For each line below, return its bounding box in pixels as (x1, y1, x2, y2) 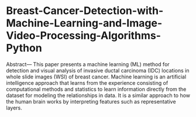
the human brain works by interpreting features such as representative (6, 98, 177, 105)
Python (6, 42, 42, 55)
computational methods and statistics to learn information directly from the (6, 85, 187, 92)
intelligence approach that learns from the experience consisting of (6, 79, 169, 86)
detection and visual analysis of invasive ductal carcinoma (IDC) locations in (6, 67, 190, 74)
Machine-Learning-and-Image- (6, 16, 163, 30)
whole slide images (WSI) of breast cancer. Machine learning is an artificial (6, 73, 187, 80)
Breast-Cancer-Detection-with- (6, 4, 164, 18)
